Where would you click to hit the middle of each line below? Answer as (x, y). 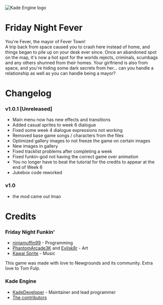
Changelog (28, 93)
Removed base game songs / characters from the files (68, 136)
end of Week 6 (27, 167)
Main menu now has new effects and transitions (61, 120)
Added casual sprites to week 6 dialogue (54, 125)
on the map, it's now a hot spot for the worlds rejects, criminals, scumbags (81, 57)
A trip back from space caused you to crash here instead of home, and (78, 47)
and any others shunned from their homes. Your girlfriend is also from (77, 63)
